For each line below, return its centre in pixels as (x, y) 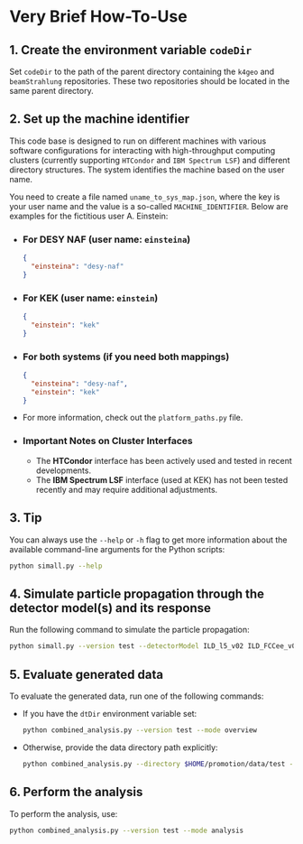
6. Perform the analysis (76, 792)
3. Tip (26, 518)
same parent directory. (51, 91)
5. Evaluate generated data (87, 674)
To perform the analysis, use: (64, 813)
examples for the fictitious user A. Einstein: (89, 216)
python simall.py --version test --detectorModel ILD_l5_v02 (127, 646)
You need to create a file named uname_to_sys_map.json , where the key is (145, 197)
